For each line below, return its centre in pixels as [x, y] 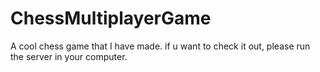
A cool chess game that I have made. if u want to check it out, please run [160, 46]
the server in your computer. [69, 56]
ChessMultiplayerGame [111, 18]
